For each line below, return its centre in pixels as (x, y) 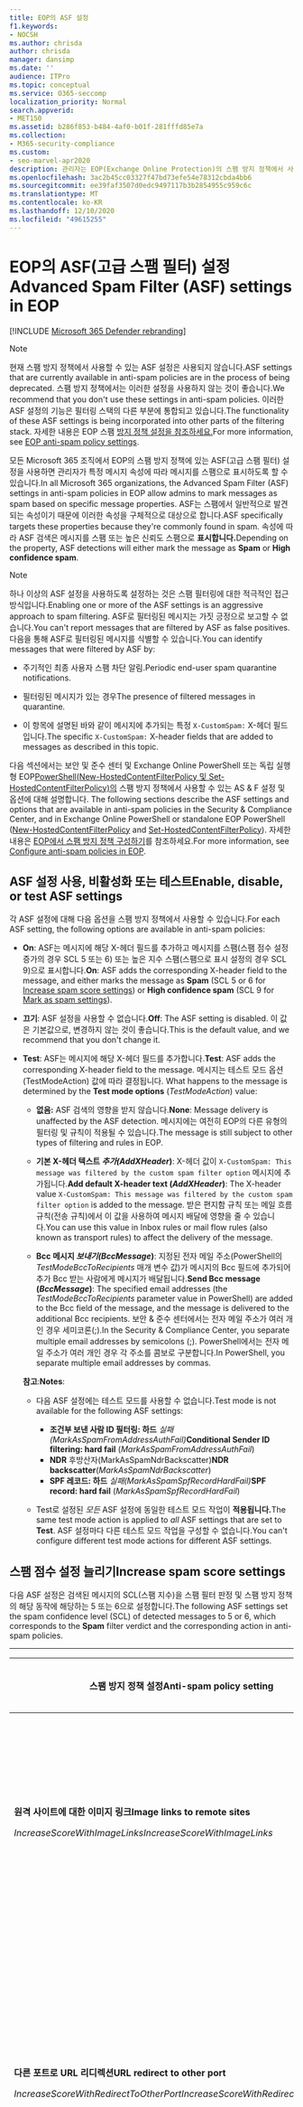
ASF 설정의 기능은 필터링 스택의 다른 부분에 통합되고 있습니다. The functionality (149, 410)
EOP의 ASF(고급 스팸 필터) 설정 (120, 267)
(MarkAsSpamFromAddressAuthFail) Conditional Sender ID (160, 1440)
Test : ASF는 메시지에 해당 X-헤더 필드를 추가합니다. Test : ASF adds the (149, 1059)
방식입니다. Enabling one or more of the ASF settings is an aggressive (136, 604)
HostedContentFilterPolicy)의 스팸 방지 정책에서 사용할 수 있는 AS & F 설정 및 (147, 788)
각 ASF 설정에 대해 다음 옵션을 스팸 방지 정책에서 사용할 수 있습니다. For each (145, 919)
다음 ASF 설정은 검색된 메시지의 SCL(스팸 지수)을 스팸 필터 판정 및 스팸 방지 (143, 1595)
